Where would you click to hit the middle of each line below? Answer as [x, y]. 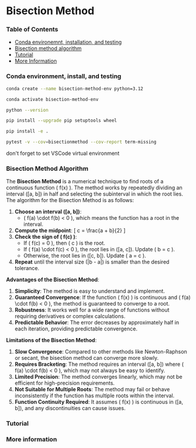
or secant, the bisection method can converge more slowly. [87, 358]
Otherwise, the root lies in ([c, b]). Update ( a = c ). [84, 256]
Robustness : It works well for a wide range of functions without [92, 310]
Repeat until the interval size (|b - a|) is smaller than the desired [92, 262]
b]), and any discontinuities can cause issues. [70, 408]
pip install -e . [27, 131]
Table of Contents [32, 30]
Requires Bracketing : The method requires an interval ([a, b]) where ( [99, 364]
